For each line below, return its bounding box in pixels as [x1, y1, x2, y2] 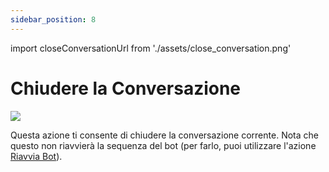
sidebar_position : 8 [10, 14, 97, 25]
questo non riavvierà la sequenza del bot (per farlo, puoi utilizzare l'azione [10, 139, 317, 151]
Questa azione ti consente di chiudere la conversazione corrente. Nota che [10, 129, 319, 141]
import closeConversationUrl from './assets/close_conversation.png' [10, 42, 292, 54]
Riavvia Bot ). [10, 150, 63, 162]
